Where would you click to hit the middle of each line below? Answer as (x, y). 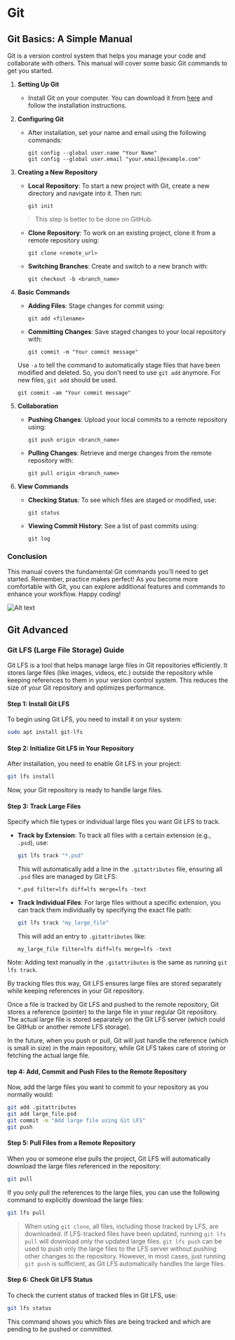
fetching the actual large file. (48, 1055)
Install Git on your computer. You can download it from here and (120, 98)
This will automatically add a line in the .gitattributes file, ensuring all (120, 869)
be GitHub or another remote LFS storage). (69, 1027)
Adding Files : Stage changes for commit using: (96, 306)
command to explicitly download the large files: (75, 1199)
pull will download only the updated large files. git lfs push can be (123, 1241)
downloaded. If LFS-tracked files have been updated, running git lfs (125, 1233)
